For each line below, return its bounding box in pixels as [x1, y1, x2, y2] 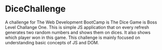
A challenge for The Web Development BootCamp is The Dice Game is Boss [5, 19, 157, 25]
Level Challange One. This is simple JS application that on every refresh [5, 24, 149, 30]
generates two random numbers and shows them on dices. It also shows [5, 29, 151, 35]
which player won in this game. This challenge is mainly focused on [5, 35, 140, 40]
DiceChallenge [5, 3, 66, 14]
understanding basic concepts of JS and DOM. [5, 39, 99, 45]
